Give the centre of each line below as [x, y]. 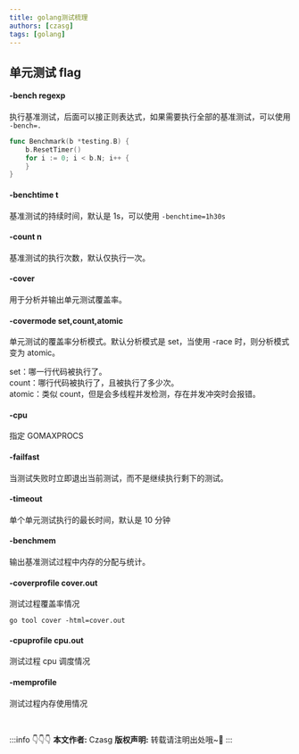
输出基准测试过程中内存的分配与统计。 [79, 561]
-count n [25, 236]
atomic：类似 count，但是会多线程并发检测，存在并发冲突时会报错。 [135, 394]
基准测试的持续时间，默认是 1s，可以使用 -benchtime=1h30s [117, 216]
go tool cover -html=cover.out [67, 621]
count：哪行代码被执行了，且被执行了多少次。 [94, 383]
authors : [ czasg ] [42, 26]
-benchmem [33, 541]
